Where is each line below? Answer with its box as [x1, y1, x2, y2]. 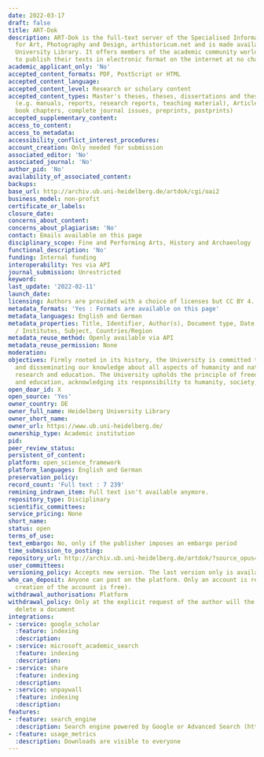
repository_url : [8, 554, 61, 562]
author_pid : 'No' [8, 166, 65, 173]
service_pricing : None [8, 510, 82, 518]
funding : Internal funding [8, 253, 97, 261]
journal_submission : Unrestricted [8, 268, 122, 276]
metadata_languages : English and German [8, 312, 143, 320]
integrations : [8, 613, 55, 621]
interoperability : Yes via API [8, 261, 111, 269]
